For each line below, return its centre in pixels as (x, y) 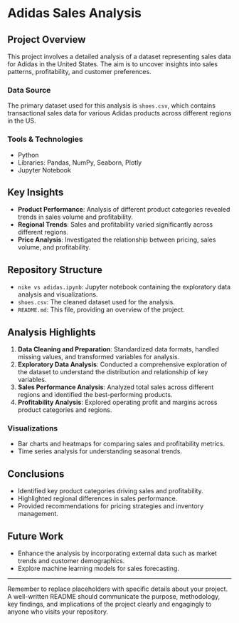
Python (28, 155)
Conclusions (36, 474)
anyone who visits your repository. (58, 612)
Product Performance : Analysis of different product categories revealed (124, 210)
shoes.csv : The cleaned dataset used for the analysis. (96, 302)
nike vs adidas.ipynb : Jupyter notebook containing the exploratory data (124, 287)
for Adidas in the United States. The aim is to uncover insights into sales (113, 64)
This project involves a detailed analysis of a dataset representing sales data (119, 56)
